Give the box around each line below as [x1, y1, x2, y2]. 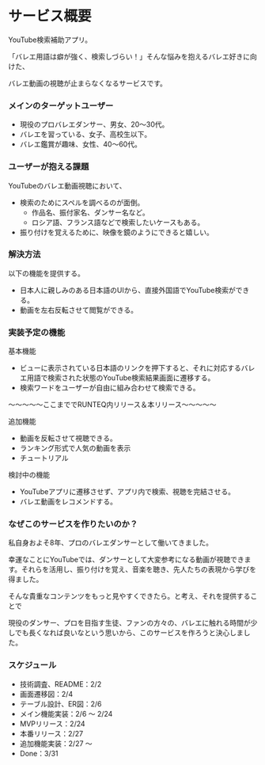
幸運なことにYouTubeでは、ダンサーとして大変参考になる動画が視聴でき [8, 555, 244, 565]
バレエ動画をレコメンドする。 [19, 497, 117, 507]
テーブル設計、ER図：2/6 [19, 698, 102, 709]
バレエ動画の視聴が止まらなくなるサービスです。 [8, 78, 168, 88]
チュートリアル [19, 453, 69, 463]
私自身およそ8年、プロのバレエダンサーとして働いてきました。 [8, 538, 214, 547]
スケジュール [8, 660, 57, 671]
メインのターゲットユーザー [8, 100, 114, 111]
